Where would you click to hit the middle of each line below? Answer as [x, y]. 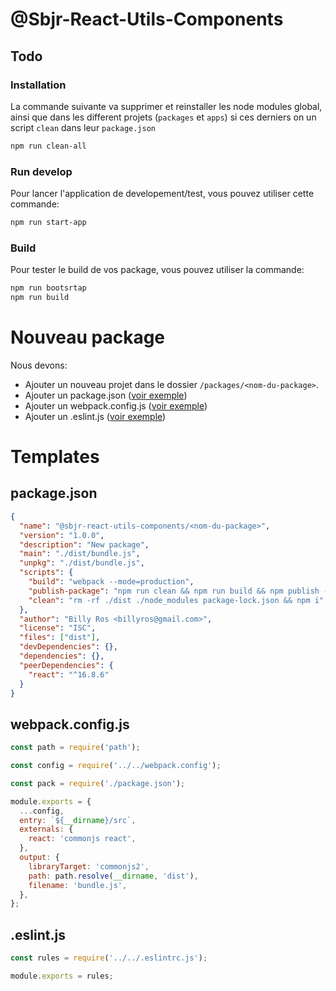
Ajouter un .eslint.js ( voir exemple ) [95, 416]
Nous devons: [39, 365]
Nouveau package [88, 337]
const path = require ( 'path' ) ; [75, 748]
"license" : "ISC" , [58, 628]
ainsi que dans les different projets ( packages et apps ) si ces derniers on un [163, 117]
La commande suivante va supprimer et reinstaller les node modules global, [166, 106]
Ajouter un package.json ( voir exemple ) [106, 395]
